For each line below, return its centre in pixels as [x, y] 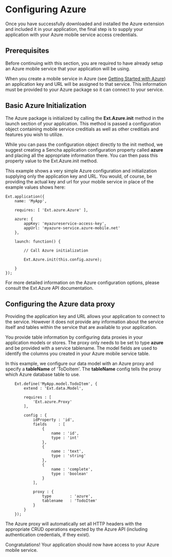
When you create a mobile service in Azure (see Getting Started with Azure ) [85, 79]
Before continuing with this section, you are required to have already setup [84, 63]
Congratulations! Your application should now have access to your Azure [82, 545]
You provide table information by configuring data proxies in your [74, 337]
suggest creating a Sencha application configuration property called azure [84, 150]
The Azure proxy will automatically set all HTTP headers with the [74, 524]
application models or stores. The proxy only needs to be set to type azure [84, 343]
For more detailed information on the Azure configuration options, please [82, 282]
